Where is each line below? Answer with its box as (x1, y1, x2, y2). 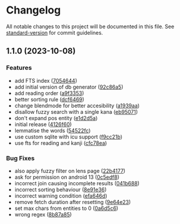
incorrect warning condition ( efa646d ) (14, 192, 107, 199)
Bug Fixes (6, 154, 35, 162)
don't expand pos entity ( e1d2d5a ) (14, 114, 98, 121)
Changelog (6, 4, 61, 17)
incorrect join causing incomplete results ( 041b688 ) (14, 179, 140, 186)
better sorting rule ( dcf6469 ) (14, 96, 84, 103)
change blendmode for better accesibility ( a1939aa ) (14, 102, 140, 109)
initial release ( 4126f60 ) (14, 121, 72, 128)
